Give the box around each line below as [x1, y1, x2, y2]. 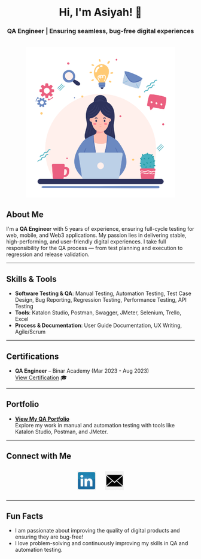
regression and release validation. [6, 251, 90, 258]
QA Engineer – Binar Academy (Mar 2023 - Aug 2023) [14, 367, 150, 374]
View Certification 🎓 [14, 374, 67, 381]
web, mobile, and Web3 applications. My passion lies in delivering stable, [6, 231, 187, 239]
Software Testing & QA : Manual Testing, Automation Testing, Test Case [14, 290, 191, 297]
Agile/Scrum [14, 328, 46, 335]
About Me [6, 209, 44, 219]
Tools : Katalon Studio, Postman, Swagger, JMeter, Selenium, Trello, [14, 309, 181, 316]
